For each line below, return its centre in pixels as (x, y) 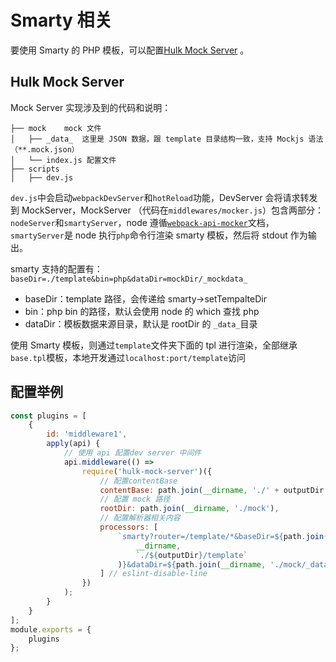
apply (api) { (73, 444)
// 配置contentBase (138, 481)
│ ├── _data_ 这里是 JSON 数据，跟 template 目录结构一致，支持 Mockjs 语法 (167, 139)
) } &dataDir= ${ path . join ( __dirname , (192, 564)
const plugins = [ (48, 416)
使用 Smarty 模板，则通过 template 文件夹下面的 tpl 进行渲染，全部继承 (154, 345)
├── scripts (35, 169)
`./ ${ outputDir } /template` (191, 555)
